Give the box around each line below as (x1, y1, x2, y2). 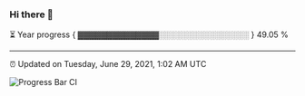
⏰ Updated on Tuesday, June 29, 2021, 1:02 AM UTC (9, 59, 207, 70)
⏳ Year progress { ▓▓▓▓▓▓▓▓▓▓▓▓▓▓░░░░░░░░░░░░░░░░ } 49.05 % (9, 29, 289, 40)
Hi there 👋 (9, 8, 54, 21)
